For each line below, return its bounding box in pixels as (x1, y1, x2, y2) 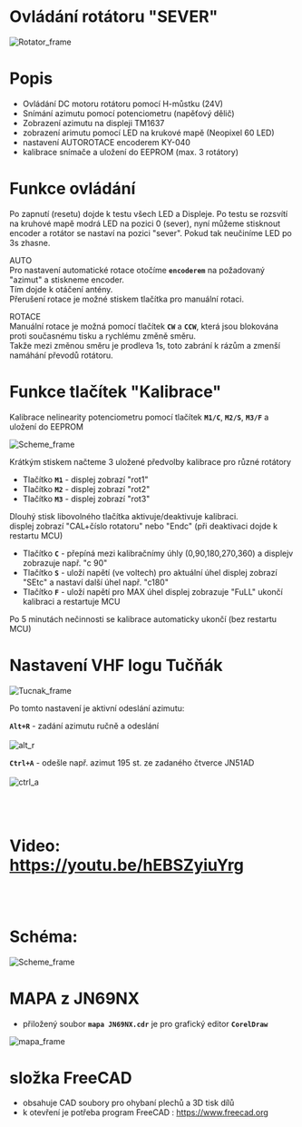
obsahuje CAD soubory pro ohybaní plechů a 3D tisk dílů (22, 1097, 235, 1109)
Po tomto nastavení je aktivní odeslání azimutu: (9, 702, 185, 714)
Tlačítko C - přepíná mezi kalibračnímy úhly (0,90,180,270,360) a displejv (22, 548, 294, 559)
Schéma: (9, 926, 79, 946)
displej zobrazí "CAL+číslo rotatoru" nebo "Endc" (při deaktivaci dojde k (9, 520, 278, 531)
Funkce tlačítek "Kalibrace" (9, 381, 222, 401)
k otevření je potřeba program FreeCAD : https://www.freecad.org (22, 1107, 269, 1118)
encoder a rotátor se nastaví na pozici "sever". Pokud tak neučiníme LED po (9, 227, 292, 238)
